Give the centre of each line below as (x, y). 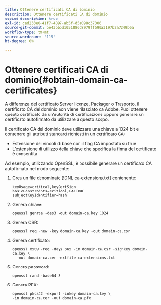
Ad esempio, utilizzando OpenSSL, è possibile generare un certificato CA (79, 163)
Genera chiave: (27, 204)
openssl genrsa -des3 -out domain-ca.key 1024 (60, 213)
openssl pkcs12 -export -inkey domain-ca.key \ (61, 294)
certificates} (31, 90)
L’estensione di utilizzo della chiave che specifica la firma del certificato (84, 149)
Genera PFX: (25, 285)
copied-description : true (31, 19)
